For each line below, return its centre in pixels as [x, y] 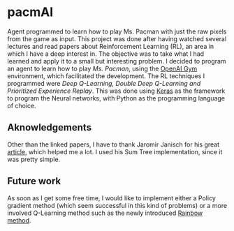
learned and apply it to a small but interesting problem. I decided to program [117, 61]
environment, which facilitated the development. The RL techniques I [106, 76]
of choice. [22, 105]
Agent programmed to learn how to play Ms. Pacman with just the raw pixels [117, 31]
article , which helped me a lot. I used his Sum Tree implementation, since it [115, 151]
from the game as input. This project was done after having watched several [117, 38]
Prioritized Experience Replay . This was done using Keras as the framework [116, 91]
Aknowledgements [50, 127]
